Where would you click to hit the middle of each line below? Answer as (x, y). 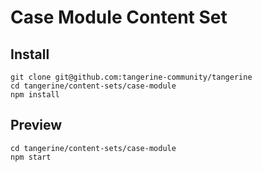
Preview (36, 125)
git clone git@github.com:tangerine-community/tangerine (131, 77)
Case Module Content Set (119, 17)
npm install (35, 95)
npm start (31, 157)
